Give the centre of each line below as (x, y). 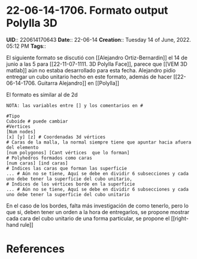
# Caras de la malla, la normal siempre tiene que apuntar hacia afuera (99, 142)
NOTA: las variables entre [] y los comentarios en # (75, 105)
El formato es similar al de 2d (42, 95)
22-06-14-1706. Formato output (87, 10)
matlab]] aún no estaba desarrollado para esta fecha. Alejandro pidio (91, 70)
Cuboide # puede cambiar (37, 121)
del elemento (22, 147)
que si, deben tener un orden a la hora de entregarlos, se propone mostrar (98, 212)
